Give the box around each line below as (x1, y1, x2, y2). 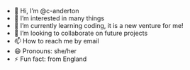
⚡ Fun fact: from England (13, 55, 87, 63)
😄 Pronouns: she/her (13, 47, 77, 55)
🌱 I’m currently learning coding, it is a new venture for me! (13, 22, 184, 29)
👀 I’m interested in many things (13, 14, 105, 22)
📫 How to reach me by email (13, 37, 99, 45)
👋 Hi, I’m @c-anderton (13, 7, 79, 15)
